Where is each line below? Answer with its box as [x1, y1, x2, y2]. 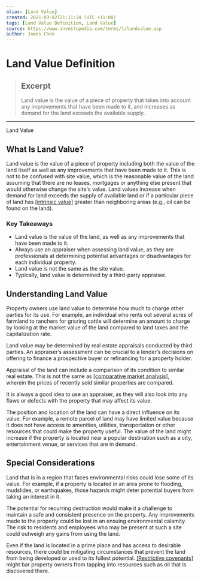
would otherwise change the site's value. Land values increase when [6, 185, 176, 193]
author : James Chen [6, 31, 55, 37]
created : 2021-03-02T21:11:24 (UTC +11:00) [6, 14, 117, 20]
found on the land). [6, 205, 54, 212]
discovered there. [6, 567, 50, 574]
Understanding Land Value [6, 289, 108, 299]
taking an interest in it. [6, 493, 61, 500]
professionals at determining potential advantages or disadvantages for [14, 253, 191, 260]
